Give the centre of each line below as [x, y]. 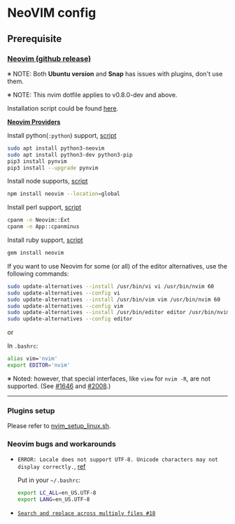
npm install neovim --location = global [64, 194]
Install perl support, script [44, 207]
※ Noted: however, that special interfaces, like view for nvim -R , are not [109, 378]
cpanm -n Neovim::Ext [39, 220]
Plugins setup [31, 411]
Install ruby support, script [45, 240]
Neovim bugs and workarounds [62, 444]
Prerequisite [35, 39]
